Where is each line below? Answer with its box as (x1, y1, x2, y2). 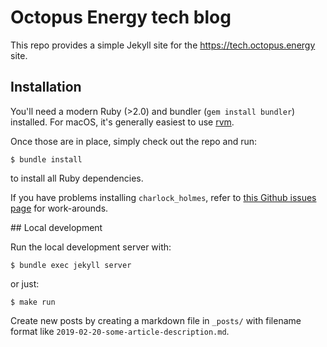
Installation (10, 79, 82, 96)
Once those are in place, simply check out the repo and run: (10, 135, 258, 147)
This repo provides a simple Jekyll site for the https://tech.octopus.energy (10, 39, 316, 51)
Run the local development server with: (10, 241, 172, 253)
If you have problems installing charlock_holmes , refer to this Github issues (10, 191, 317, 203)
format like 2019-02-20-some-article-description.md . (10, 325, 230, 337)
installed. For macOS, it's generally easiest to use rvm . (10, 116, 235, 128)
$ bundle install (10, 154, 83, 165)
